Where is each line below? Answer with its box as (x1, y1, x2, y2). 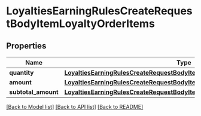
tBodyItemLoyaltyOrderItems (6, 17, 156, 30)
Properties (6, 41, 47, 51)
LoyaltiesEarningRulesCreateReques (6, 4, 193, 18)
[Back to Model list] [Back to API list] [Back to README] (6, 103, 144, 110)
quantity (9, 69, 34, 77)
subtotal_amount (9, 88, 59, 96)
